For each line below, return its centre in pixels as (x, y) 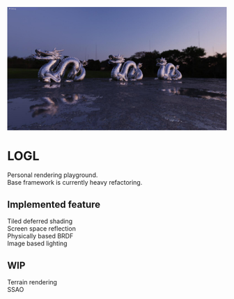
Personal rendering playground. (53, 175)
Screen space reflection (42, 229)
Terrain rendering (32, 282)
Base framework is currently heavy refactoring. (75, 183)
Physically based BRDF (40, 236)
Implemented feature (54, 205)
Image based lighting (37, 243)
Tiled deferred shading (40, 221)
